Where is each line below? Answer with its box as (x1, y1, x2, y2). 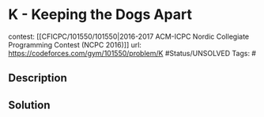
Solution (8, 98, 51, 111)
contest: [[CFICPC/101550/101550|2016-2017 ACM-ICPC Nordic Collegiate (8, 32, 250, 41)
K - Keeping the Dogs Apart (8, 6, 192, 24)
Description (8, 71, 67, 85)
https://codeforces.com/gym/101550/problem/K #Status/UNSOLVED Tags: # (8, 48, 257, 58)
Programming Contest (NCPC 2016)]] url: (8, 40, 142, 49)
